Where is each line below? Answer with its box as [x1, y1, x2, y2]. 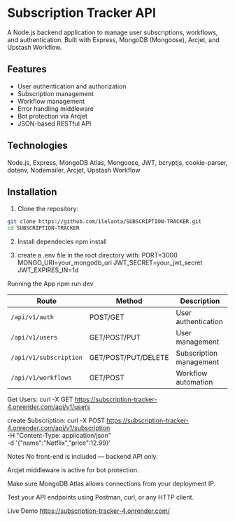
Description [180, 296, 220, 306]
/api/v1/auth [10, 314, 55, 321]
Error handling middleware [17, 104, 94, 113]
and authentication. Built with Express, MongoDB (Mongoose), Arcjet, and [7, 35, 220, 43]
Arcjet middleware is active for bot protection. [7, 466, 139, 474]
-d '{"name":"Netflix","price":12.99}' [7, 439, 111, 447]
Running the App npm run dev [7, 279, 94, 288]
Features [7, 63, 47, 75]
